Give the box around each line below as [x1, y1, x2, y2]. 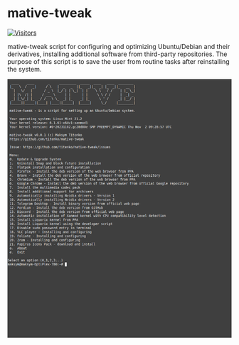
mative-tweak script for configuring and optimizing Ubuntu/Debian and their [7, 42, 230, 50]
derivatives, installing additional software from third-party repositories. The [7, 50, 228, 58]
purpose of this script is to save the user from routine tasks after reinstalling [7, 57, 230, 65]
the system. [7, 65, 42, 73]
